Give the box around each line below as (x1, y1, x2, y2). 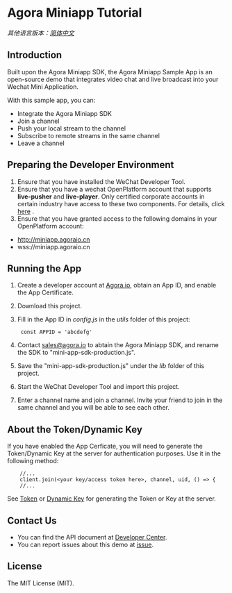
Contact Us (7, 515, 57, 526)
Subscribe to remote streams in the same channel (17, 131, 160, 140)
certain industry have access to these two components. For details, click (17, 199, 225, 208)
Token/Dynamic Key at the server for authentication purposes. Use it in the (7, 449, 221, 458)
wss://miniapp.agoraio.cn (17, 242, 90, 251)
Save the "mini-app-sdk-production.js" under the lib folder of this (17, 362, 205, 370)
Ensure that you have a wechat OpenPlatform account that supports (17, 185, 212, 193)
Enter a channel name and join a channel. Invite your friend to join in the (17, 396, 223, 404)
